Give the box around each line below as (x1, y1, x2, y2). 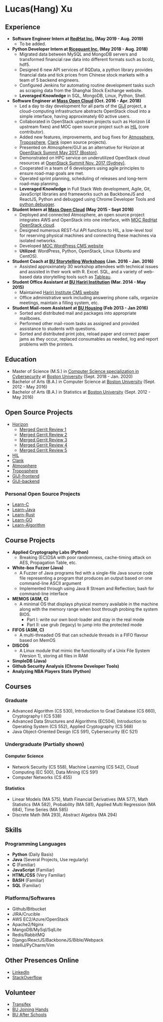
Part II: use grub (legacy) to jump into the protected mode (26, 621, 142, 627)
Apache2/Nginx (12, 921, 44, 927)
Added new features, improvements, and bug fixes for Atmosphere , (19, 134, 155, 140)
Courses (5, 682, 32, 691)
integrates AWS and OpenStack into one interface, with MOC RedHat (19, 217, 158, 223)
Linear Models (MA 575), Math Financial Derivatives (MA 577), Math (12, 796, 148, 802)
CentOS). (19, 253, 38, 259)
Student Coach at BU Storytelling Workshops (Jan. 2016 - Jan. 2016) (12, 258, 154, 264)
